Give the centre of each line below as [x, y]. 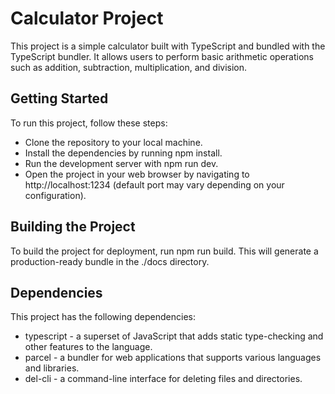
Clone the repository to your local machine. [113, 142]
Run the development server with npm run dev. [121, 163]
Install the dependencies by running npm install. [123, 153]
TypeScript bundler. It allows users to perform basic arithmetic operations [162, 56]
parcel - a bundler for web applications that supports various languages [173, 358]
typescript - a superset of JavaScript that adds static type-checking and [174, 336]
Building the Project [73, 227]
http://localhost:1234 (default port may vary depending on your [154, 184]
